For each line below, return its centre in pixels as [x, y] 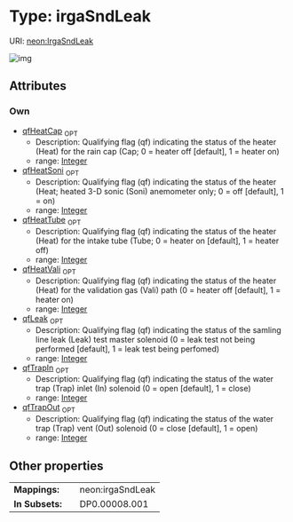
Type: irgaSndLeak [80, 16]
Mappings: [37, 490]
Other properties [56, 466]
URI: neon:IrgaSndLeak [51, 41]
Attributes [38, 86]
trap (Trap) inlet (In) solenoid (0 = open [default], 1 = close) [143, 389]
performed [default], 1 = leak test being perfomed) [127, 349]
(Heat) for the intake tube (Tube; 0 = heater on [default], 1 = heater [157, 241]
